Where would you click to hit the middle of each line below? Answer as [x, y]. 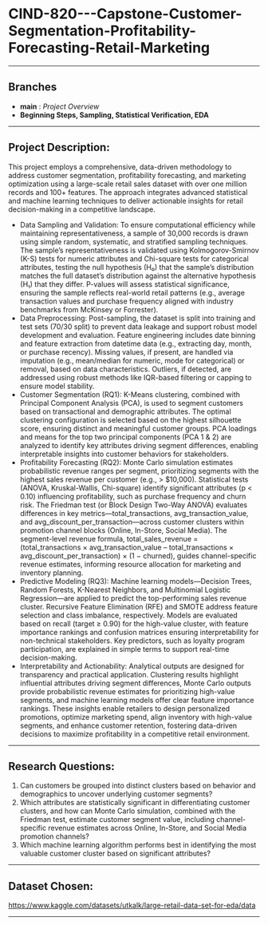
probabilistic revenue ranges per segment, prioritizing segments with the [139, 470]
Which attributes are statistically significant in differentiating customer [135, 803]
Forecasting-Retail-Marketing [109, 48]
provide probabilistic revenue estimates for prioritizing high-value [127, 691]
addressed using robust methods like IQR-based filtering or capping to [136, 377]
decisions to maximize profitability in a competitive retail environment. [134, 734]
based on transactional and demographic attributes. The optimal [125, 411]
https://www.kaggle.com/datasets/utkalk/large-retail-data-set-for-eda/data [132, 905]
